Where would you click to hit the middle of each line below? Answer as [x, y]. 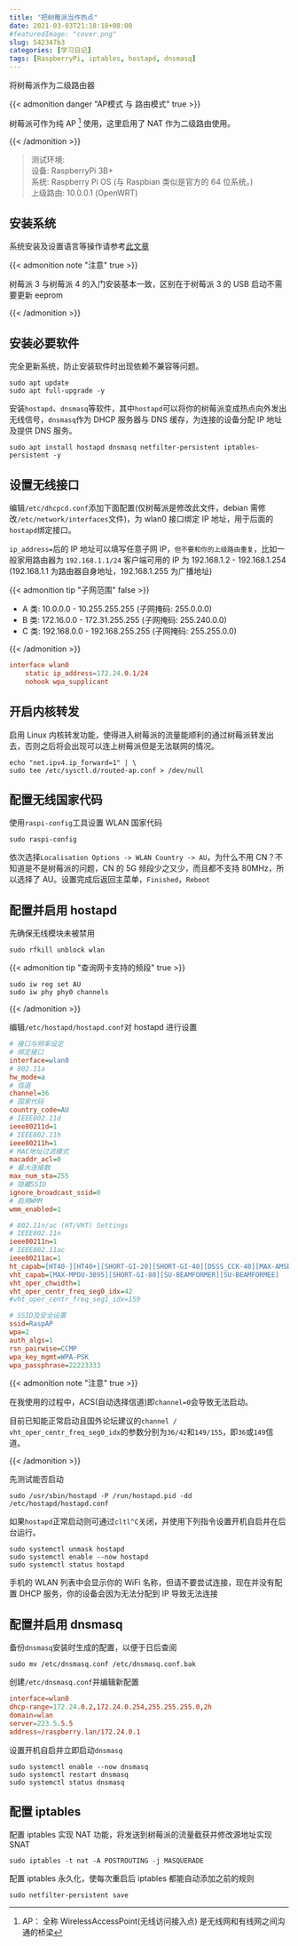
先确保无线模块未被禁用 [52, 933]
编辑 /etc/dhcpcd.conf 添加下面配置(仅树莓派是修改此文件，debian [129, 508]
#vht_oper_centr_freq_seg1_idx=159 [75, 1300]
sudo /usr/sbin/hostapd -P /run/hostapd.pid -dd [101, 1496]
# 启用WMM [26, 1200]
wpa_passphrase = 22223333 [55, 1365]
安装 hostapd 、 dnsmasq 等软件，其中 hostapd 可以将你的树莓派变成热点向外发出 [148, 409]
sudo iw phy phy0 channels [59, 993]
